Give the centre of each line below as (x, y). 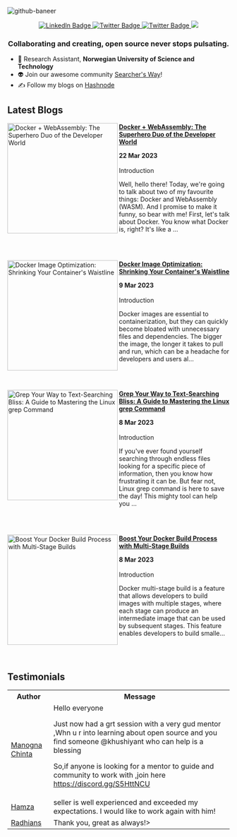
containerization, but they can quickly (174, 322)
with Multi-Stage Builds (154, 546)
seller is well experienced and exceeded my (126, 802)
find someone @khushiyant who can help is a (128, 741)
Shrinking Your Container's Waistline (174, 272)
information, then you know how (166, 474)
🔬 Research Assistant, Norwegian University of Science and (106, 59)
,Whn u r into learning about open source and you (135, 733)
